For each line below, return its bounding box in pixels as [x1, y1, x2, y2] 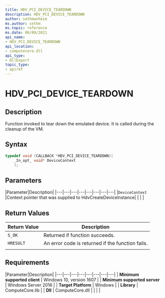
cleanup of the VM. [5, 126, 44, 132]
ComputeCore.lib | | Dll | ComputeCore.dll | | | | [5, 287, 100, 293]
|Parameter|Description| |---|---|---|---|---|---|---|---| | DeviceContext [5, 189, 147, 195]
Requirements [5, 259, 49, 267]
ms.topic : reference [5, 26, 48, 31]
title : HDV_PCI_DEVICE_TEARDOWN [5, 7, 71, 12]
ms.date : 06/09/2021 [5, 30, 48, 35]
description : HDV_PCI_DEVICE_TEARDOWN [5, 12, 85, 17]
